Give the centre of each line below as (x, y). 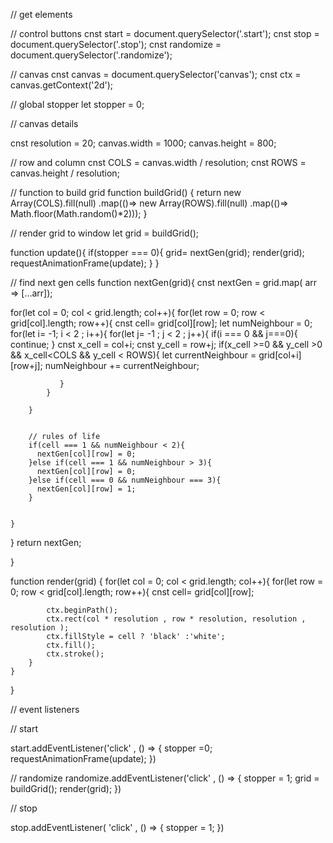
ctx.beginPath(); (82, 610)
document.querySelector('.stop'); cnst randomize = (116, 44)
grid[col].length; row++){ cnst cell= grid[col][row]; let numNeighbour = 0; (161, 323)
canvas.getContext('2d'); (62, 85)
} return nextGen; (46, 542)
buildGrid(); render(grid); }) (66, 788)
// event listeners (45, 709)
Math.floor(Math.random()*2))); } (79, 213)
